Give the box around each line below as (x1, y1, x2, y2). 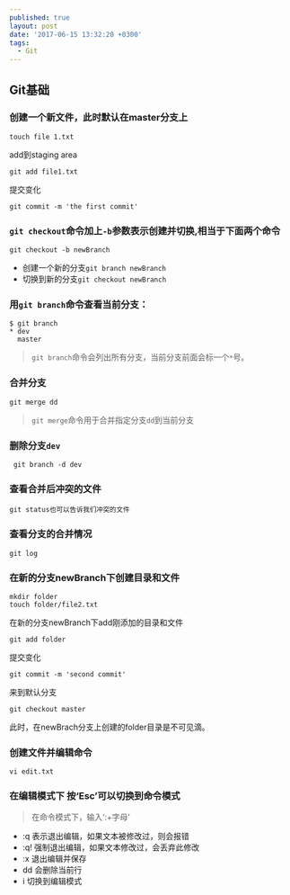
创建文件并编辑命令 (9, 746, 92, 758)
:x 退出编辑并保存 (22, 854, 87, 864)
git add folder (9, 635, 66, 644)
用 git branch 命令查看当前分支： (9, 299, 149, 311)
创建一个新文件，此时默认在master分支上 (9, 112, 189, 124)
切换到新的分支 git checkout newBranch (22, 273, 167, 284)
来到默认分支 (9, 686, 57, 697)
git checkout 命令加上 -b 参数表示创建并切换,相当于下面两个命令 (9, 224, 281, 237)
